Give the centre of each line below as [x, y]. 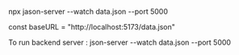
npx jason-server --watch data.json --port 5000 [88, 12]
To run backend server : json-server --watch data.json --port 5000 [120, 42]
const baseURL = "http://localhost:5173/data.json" [92, 27]
